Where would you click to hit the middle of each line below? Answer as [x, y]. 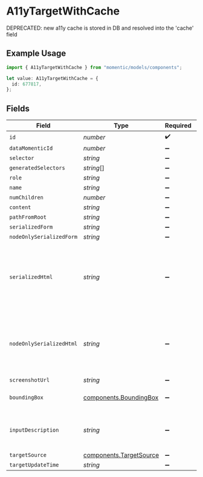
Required [179, 125]
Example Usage [36, 54]
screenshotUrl [30, 380]
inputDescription [34, 430]
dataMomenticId [31, 148]
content [20, 208]
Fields [18, 108]
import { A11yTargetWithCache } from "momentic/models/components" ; [94, 67]
